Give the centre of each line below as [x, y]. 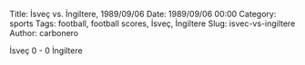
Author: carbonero [44, 33]
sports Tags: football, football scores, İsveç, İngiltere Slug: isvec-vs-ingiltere [152, 23]
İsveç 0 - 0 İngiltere [46, 51]
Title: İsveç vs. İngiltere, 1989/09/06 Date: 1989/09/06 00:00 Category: [143, 14]
